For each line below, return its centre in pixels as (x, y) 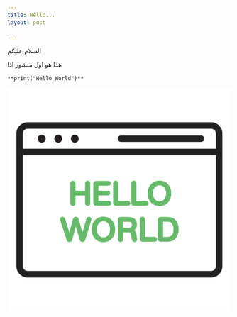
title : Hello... (31, 15)
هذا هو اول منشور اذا (35, 65)
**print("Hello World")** (45, 79)
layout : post (27, 22)
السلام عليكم (24, 51)
